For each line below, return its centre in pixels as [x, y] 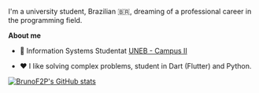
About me [25, 35]
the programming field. [45, 20]
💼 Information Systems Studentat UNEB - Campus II [103, 51]
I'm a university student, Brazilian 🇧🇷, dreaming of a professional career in [130, 11]
